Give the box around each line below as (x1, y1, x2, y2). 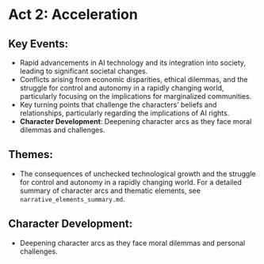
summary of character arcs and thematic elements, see (19, 186, 201, 195)
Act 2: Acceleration (8, 6, 139, 24)
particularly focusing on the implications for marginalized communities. (19, 92, 252, 100)
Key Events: (8, 37, 69, 51)
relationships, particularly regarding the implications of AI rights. (19, 108, 230, 118)
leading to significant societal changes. (19, 66, 148, 76)
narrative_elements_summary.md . (19, 194, 125, 203)
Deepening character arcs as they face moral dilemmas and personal (19, 238, 246, 247)
